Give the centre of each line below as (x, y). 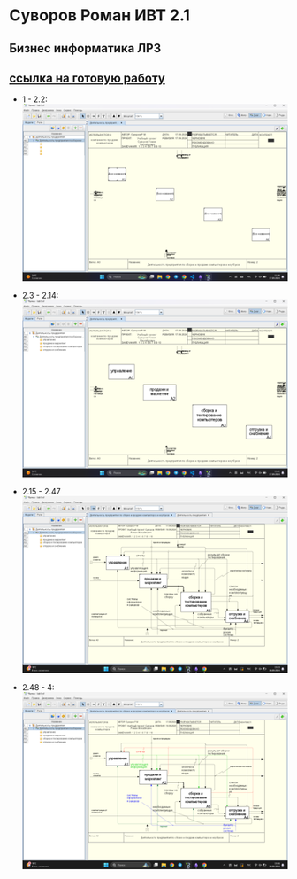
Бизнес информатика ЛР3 (85, 48)
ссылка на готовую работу (87, 78)
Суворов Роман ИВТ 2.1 (99, 16)
